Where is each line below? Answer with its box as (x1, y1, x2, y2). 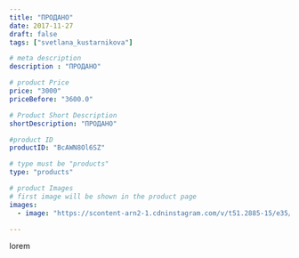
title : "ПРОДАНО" (9, 12, 74, 22)
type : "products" (9, 168, 74, 177)
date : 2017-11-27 (9, 21, 74, 30)
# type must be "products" (9, 159, 109, 169)
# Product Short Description (9, 110, 117, 120)
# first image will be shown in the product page (9, 192, 198, 201)
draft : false (9, 29, 58, 38)
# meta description (9, 54, 82, 63)
